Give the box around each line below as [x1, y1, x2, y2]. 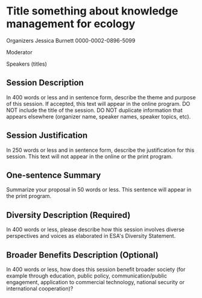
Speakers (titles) [6, 60, 47, 67]
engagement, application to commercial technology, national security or [6, 279, 185, 285]
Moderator [6, 48, 33, 55]
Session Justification [6, 131, 88, 141]
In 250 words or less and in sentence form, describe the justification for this [6, 146, 195, 154]
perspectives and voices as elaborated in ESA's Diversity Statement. [6, 232, 176, 240]
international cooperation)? [6, 285, 74, 292]
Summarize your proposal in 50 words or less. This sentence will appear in [6, 186, 192, 193]
